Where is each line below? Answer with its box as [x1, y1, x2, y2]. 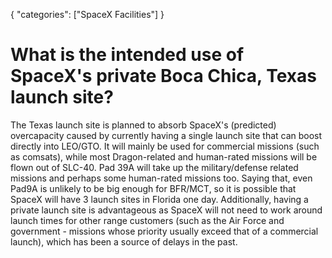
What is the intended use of [10, 44, 245, 66]
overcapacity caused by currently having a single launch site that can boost [10, 129, 323, 141]
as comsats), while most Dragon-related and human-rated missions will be [10, 150, 318, 163]
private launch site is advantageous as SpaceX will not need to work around [10, 204, 323, 216]
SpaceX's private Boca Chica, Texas [10, 65, 317, 88]
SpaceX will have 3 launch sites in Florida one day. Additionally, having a [10, 193, 309, 205]
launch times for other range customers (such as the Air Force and [10, 214, 285, 226]
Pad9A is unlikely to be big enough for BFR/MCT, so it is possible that [10, 182, 297, 194]
